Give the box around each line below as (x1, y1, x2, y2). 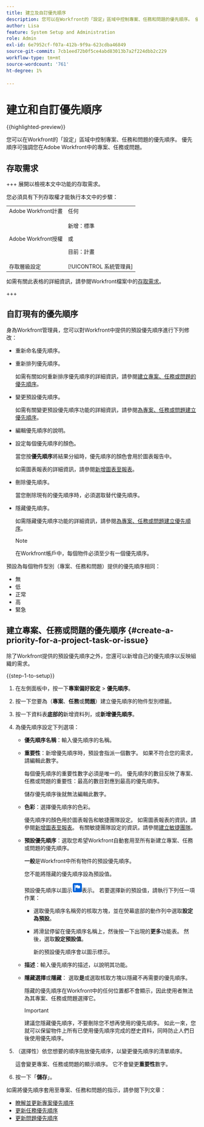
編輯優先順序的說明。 (15, 427, 69, 434)
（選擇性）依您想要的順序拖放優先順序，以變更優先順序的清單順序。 (15, 1047, 186, 1055)
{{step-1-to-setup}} (6, 672, 55, 679)
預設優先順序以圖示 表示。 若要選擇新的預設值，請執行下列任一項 (24, 886, 195, 894)
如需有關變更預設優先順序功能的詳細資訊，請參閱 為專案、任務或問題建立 (15, 406, 196, 413)
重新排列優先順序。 (15, 360, 64, 367)
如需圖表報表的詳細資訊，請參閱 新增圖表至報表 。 (15, 466, 138, 473)
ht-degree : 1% (6, 68, 42, 74)
